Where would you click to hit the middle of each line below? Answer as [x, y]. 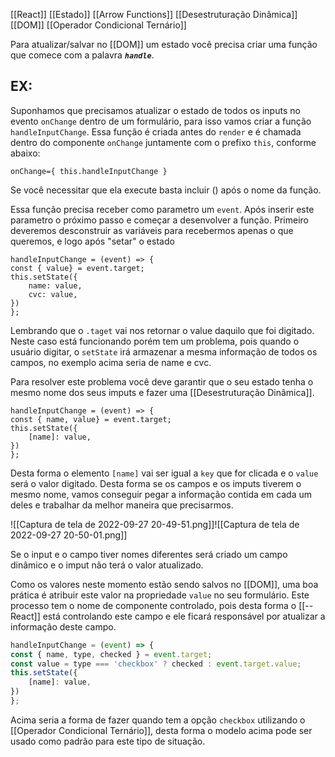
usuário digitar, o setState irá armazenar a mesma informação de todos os [164, 351]
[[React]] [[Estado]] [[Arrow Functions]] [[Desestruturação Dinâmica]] [154, 14]
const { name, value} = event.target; [91, 419]
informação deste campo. [63, 626]
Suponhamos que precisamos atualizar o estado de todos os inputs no [155, 110]
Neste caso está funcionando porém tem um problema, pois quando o [155, 341]
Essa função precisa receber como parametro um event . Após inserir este [162, 209]
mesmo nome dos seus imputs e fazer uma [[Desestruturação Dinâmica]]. [162, 392]
